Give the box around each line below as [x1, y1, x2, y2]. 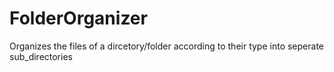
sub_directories [9, 50, 73, 62]
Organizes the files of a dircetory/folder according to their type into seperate [9, 40, 324, 52]
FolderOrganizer [9, 7, 148, 30]
